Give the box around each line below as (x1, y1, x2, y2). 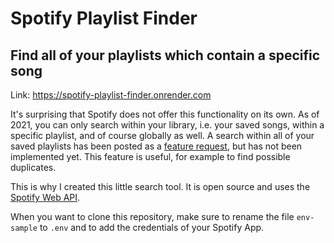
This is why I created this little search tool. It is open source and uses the (10, 181, 311, 192)
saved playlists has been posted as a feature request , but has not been (10, 140, 303, 152)
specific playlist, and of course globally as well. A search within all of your (10, 130, 315, 141)
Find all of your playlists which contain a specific (10, 47, 321, 64)
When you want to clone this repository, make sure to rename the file (10, 211, 295, 222)
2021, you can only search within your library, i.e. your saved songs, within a (10, 119, 325, 131)
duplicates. (10, 162, 57, 173)
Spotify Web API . (10, 192, 81, 203)
